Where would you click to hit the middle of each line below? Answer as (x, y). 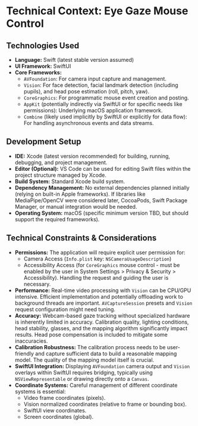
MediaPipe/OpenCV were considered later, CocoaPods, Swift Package (101, 200)
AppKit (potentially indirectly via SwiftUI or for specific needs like (103, 104)
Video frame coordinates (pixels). (65, 397)
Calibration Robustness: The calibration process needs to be (90, 347)
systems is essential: (40, 391)
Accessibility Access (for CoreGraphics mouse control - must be (102, 265)
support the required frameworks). (57, 219)
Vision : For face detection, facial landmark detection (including (101, 85)
